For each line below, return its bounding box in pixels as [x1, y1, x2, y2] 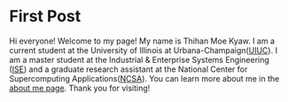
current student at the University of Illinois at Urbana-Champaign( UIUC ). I [9, 44, 277, 55]
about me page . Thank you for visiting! [9, 82, 151, 93]
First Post [9, 6, 82, 27]
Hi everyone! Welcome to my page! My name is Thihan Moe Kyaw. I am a [9, 35, 276, 46]
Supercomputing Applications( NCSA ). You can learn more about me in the [9, 73, 280, 83]
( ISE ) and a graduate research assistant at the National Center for [9, 64, 248, 75]
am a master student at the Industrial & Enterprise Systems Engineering [9, 54, 270, 65]
